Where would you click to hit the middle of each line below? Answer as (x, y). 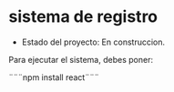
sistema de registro (83, 17)
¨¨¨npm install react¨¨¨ (54, 77)
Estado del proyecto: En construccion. (93, 42)
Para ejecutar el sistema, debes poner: (81, 59)
